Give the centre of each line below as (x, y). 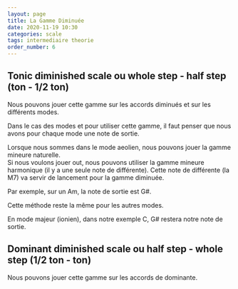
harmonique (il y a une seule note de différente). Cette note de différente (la (119, 170)
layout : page (27, 14)
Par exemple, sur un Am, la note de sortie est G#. (79, 191)
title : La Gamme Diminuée (46, 21)
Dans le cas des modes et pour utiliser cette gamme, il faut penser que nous (119, 126)
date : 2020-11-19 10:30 (43, 27)
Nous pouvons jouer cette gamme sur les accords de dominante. (103, 277)
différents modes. (33, 112)
